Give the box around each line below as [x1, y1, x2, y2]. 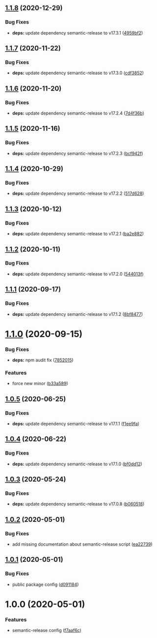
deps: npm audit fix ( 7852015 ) [12, 357, 74, 363]
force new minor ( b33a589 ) [12, 381, 68, 387]
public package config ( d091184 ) [12, 581, 79, 587]
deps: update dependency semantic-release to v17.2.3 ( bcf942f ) [12, 150, 143, 156]
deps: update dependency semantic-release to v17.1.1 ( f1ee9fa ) [12, 421, 140, 426]
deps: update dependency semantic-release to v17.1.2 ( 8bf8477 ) [12, 311, 143, 317]
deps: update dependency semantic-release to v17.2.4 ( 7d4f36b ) [12, 110, 145, 116]
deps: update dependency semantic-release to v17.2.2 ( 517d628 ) [12, 190, 144, 196]
